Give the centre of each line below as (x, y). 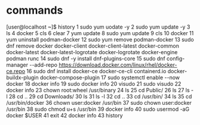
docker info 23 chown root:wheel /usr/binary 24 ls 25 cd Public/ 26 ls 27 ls (98, 90)
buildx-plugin (22, 77)
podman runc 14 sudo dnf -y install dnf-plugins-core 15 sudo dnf (86, 58)
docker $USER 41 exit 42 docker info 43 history (65, 115)
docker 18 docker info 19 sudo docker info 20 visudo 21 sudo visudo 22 (94, 83)
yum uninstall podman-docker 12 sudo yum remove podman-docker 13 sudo (100, 39)
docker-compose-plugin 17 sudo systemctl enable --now (110, 77)
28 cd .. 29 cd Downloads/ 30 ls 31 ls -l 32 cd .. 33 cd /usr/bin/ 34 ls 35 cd (100, 96)
